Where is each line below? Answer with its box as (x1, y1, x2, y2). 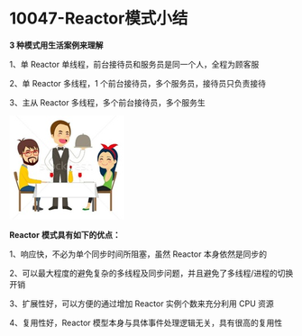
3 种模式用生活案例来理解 (9, 40, 104, 50)
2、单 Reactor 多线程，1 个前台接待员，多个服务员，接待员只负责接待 (9, 77, 267, 88)
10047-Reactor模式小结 (9, 8, 188, 29)
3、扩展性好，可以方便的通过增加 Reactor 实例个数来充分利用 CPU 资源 (9, 298, 275, 309)
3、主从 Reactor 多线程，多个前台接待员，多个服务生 (9, 96, 206, 108)
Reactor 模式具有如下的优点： (9, 229, 122, 240)
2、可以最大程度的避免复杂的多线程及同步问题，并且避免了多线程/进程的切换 (9, 268, 294, 278)
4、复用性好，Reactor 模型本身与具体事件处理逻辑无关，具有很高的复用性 (9, 317, 283, 328)
